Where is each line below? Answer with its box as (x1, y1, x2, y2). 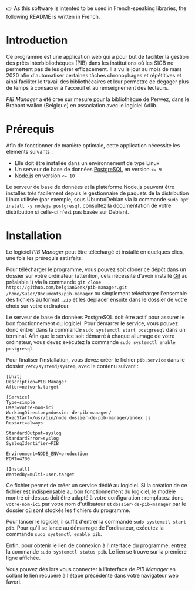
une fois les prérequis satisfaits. (6, 254, 83, 261)
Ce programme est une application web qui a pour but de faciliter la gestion (6, 53, 189, 60)
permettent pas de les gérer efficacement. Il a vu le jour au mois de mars (6, 65, 182, 72)
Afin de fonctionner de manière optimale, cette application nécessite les (6, 141, 180, 149)
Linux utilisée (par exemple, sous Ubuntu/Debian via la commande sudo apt (6, 195, 189, 203)
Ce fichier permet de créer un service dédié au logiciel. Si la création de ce (6, 481, 187, 488)
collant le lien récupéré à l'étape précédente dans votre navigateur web (6, 572, 179, 579)
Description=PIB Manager (6, 379, 67, 385)
